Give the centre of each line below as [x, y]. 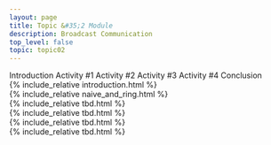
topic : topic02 [37, 50]
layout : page [33, 17]
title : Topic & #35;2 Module [61, 26]
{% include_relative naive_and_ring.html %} [89, 95]
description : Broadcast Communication [81, 34]
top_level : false [41, 42]
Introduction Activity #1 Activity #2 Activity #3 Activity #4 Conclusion [135, 75]
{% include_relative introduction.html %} [84, 85]
